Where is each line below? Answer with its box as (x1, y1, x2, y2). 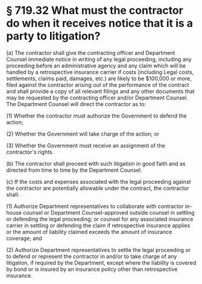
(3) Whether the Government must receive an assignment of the (6, 142, 166, 149)
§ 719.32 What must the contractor (6, 4, 184, 17)
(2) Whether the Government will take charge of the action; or (6, 130, 160, 137)
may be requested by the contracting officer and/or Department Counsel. (6, 94, 188, 101)
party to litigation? (6, 30, 101, 43)
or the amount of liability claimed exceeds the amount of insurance (6, 228, 172, 235)
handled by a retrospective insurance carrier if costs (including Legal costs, (6, 68, 194, 75)
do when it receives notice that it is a (6, 16, 194, 30)
